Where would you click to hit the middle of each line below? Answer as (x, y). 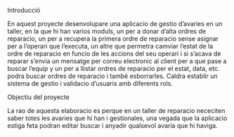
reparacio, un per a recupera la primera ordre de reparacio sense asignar (113, 39)
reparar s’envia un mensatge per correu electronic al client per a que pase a (117, 61)
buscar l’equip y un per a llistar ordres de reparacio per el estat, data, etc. (113, 68)
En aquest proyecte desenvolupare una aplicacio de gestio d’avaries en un (115, 24)
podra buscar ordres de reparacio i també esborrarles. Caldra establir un (112, 76)
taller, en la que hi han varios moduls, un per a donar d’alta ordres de (106, 31)
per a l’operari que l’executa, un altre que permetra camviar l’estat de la (110, 46)
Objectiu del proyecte (39, 97)
